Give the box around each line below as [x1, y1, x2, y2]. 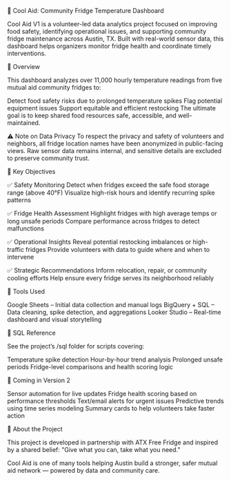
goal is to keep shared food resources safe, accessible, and [7, 111, 177, 119]
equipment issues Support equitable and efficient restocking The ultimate [7, 104, 216, 112]
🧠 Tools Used [7, 287, 46, 295]
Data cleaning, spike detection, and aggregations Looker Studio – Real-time [7, 308, 222, 316]
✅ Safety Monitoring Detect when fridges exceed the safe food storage [7, 181, 210, 189]
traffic [7, 246, 24, 253]
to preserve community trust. [7, 154, 90, 162]
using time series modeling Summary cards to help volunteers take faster [7, 404, 215, 412]
